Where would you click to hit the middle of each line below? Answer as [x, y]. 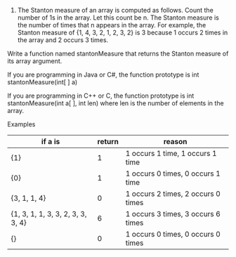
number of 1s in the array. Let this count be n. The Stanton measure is [118, 18]
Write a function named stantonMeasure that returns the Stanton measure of [118, 53]
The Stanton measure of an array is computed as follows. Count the [116, 10]
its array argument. [35, 61]
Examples [21, 124]
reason [175, 141]
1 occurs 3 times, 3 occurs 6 [173, 214]
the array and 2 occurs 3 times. [63, 40]
